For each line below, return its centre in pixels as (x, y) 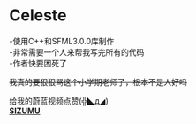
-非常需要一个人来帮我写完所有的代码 (77, 52)
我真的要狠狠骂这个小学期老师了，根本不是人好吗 (98, 81)
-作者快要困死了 (38, 63)
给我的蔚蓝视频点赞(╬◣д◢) (59, 101)
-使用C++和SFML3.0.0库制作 (62, 41)
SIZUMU (25, 111)
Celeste (38, 15)
